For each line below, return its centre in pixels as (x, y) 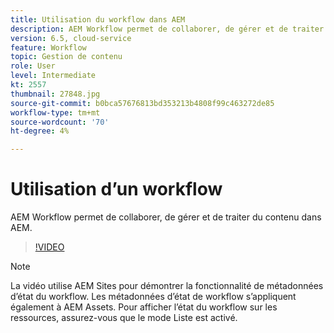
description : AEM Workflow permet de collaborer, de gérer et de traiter (167, 29)
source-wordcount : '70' (60, 122)
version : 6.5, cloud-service (71, 38)
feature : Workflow (48, 47)
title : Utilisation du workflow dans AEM (98, 19)
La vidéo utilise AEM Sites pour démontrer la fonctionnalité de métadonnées (167, 286)
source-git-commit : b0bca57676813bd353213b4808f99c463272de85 (142, 103)
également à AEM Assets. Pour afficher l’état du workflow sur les (144, 307)
